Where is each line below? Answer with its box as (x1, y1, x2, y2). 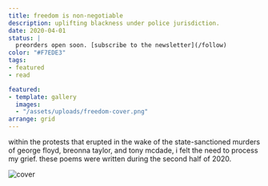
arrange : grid (8, 115, 56, 124)
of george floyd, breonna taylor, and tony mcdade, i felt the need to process (8, 145, 258, 155)
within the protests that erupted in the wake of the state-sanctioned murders (8, 137, 261, 146)
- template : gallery (8, 93, 78, 101)
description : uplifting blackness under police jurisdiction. (8, 19, 220, 27)
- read (8, 71, 30, 79)
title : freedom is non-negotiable (8, 11, 124, 20)
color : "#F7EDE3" (8, 49, 66, 57)
